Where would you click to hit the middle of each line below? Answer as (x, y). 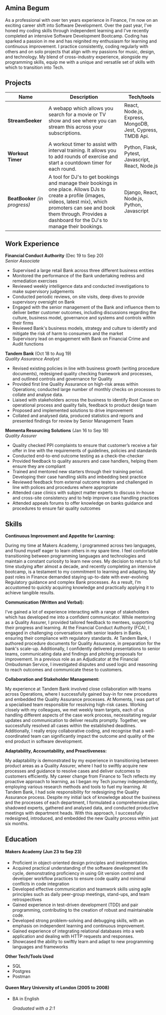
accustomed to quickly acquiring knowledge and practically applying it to (80, 587)
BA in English (26, 999)
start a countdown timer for (80, 163)
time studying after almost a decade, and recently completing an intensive (81, 567)
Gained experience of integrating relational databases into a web (78, 931)
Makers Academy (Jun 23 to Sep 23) (43, 852)
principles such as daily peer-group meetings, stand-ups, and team (81, 894)
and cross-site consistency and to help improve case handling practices (85, 498)
